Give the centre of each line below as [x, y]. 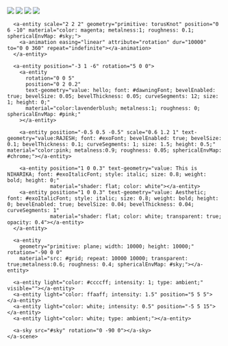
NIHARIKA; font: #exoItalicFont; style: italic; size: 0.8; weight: [107, 174]
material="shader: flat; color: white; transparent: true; [136, 216]
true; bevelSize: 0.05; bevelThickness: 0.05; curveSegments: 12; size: [113, 96]
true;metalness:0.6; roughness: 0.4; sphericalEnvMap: [87, 264]
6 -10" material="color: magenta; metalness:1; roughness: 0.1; [101, 30]
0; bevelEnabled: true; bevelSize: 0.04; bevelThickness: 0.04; [101, 205]
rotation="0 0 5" [50, 78]
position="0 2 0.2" [53, 84]
